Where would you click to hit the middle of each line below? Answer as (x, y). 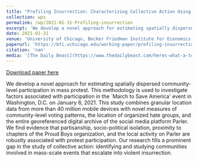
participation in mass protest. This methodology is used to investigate (103, 90)
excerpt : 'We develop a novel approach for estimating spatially (88, 28)
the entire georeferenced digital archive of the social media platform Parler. (97, 121)
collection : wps (26, 17)
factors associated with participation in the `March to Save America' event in (99, 96)
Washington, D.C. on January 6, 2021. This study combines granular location (99, 102)
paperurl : (18, 45)
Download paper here (32, 72)
